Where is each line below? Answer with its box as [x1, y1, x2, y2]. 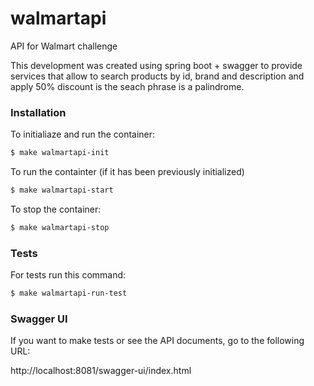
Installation [10, 105, 67, 119]
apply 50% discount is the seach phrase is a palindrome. [10, 80, 245, 92]
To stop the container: [10, 203, 102, 215]
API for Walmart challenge [10, 40, 118, 52]
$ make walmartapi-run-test [10, 288, 128, 299]
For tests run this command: [10, 269, 127, 281]
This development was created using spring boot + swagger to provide [10, 59, 303, 71]
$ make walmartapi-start [10, 185, 114, 196]
